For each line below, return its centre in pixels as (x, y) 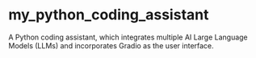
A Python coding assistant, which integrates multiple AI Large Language (128, 37)
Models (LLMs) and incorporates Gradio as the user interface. (111, 45)
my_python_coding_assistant (109, 15)
